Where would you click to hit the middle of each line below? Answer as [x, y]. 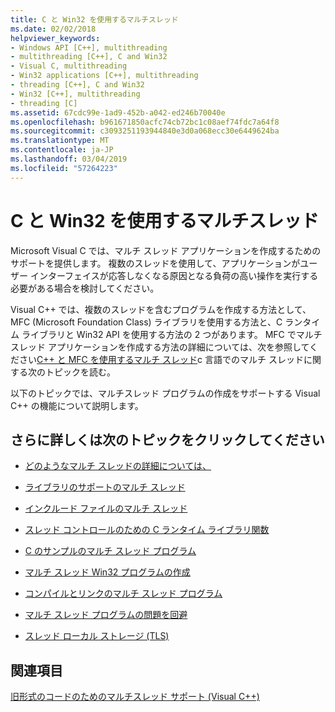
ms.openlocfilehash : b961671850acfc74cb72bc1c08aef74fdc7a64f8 [145, 122]
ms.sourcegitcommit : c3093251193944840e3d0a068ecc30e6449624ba [145, 131]
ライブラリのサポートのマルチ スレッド [105, 487]
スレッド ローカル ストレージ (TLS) [97, 636]
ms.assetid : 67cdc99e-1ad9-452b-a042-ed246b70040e [118, 112]
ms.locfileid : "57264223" [64, 168]
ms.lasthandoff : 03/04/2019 [69, 159]
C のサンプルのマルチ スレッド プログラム [110, 551]
